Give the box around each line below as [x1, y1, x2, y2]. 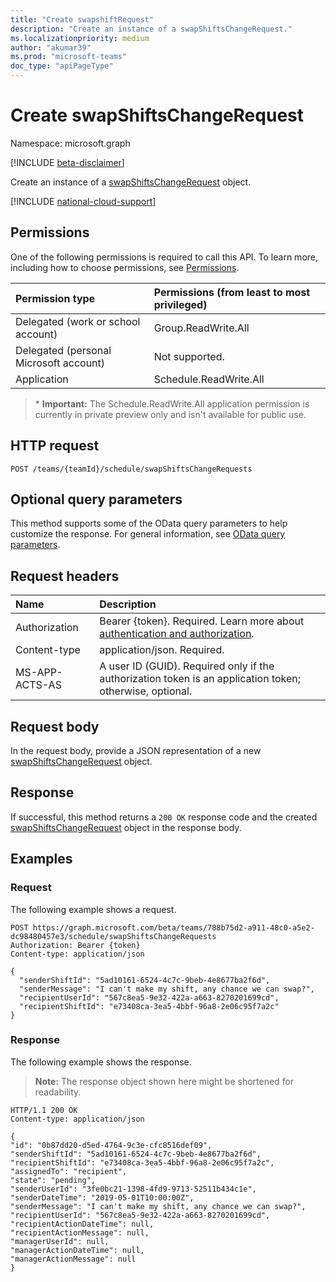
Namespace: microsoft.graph [10, 137, 131, 149]
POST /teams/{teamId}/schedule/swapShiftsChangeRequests [10, 464, 253, 474]
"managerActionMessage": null [10, 1254, 137, 1264]
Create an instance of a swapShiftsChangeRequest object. [10, 176, 252, 188]
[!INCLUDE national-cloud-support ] [10, 195, 157, 207]
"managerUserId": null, [10, 1236, 110, 1246]
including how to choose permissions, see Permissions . [10, 261, 240, 273]
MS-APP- [15, 666, 63, 680]
